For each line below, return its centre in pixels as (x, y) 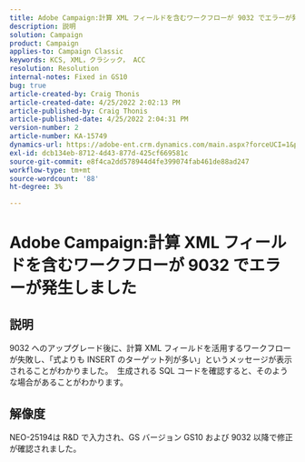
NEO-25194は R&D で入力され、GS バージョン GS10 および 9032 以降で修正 (151, 437)
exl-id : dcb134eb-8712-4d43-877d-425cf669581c (99, 153)
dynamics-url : (36, 145)
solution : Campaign (46, 35)
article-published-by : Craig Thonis (79, 111)
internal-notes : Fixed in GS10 (69, 77)
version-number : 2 (44, 128)
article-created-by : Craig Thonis (75, 94)
